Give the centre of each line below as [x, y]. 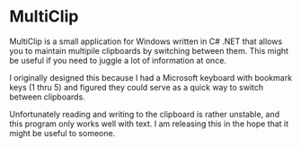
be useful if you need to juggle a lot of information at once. [118, 60]
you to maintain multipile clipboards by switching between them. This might [149, 50]
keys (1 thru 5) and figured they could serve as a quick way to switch [137, 87]
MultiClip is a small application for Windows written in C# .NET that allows [146, 41]
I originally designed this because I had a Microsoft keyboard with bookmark [151, 77]
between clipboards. [47, 97]
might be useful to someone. [62, 133]
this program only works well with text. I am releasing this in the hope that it [149, 124]
